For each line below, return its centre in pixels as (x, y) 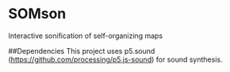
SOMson (37, 14)
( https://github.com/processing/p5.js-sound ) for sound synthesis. (115, 59)
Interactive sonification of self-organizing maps (86, 36)
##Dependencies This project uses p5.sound (82, 51)
